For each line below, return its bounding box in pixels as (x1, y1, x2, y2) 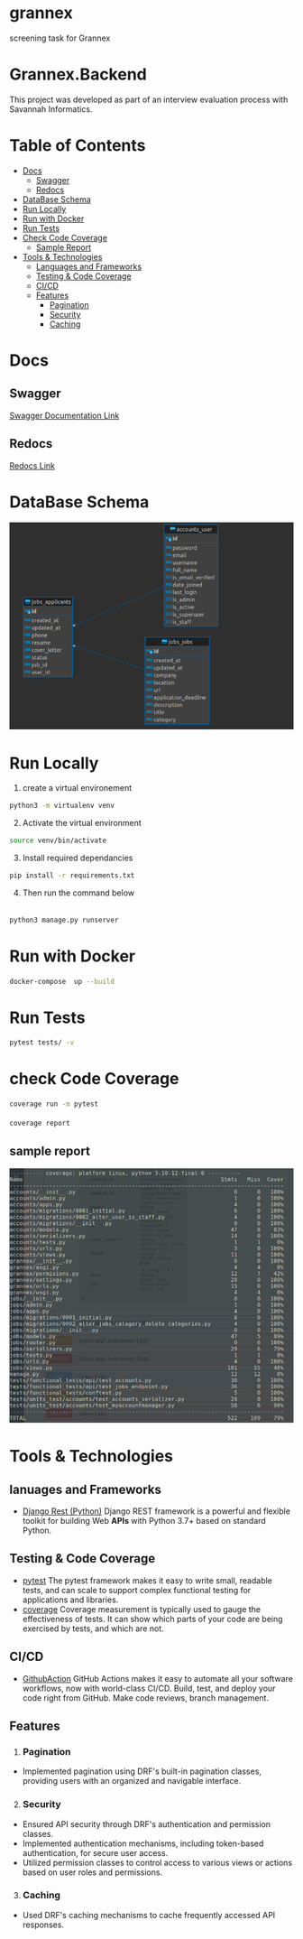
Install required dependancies (22, 852, 133, 864)
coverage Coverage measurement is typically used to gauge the (22, 1603, 262, 1614)
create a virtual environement (22, 783, 133, 793)
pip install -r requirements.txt (9, 871, 135, 880)
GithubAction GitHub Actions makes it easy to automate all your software (22, 1673, 293, 1684)
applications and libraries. (22, 1594, 119, 1605)
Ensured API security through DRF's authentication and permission (22, 1818, 271, 1830)
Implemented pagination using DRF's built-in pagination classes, (22, 1766, 262, 1777)
